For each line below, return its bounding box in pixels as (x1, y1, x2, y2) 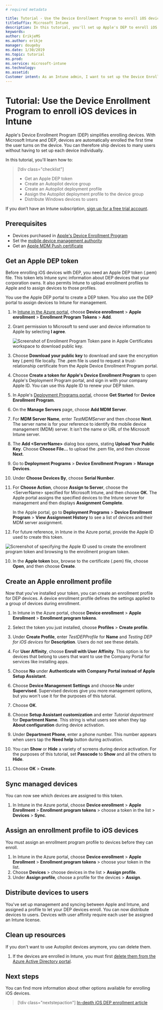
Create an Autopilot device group (24, 180, 91, 187)
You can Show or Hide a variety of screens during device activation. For (12, 746, 157, 752)
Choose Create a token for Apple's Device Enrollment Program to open (12, 372, 157, 378)
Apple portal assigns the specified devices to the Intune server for (12, 495, 145, 501)
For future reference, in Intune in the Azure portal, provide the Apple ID (12, 529, 154, 535)
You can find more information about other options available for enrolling (5, 985, 150, 991)
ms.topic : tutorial (5, 52, 45, 57)
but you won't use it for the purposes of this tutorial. (12, 693, 117, 699)
